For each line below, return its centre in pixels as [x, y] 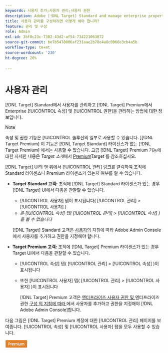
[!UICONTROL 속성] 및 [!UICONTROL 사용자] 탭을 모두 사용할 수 [87, 327]
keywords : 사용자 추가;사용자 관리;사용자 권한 [48, 10]
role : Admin [17, 32]
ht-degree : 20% [21, 58]
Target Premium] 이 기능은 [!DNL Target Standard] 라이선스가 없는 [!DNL [78, 144]
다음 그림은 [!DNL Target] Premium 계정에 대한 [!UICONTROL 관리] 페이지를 [80, 321]
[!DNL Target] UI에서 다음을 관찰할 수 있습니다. [58, 190]
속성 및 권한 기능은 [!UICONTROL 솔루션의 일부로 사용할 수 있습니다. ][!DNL [79, 138]
